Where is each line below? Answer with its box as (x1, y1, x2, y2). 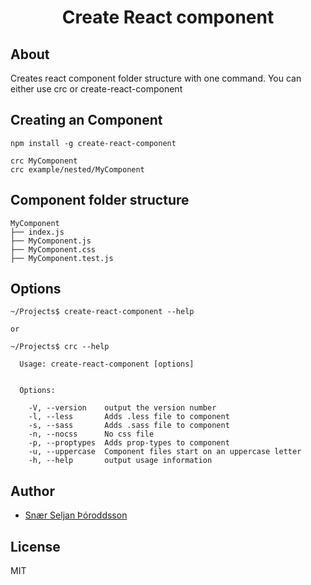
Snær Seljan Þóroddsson (24, 509, 128, 521)
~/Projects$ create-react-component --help (10, 307, 195, 317)
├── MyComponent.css (10, 244, 97, 255)
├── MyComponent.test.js (10, 253, 114, 263)
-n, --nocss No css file (28, 429, 155, 440)
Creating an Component (10, 112, 163, 129)
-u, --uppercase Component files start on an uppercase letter (28, 447, 302, 457)
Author (10, 482, 55, 500)
